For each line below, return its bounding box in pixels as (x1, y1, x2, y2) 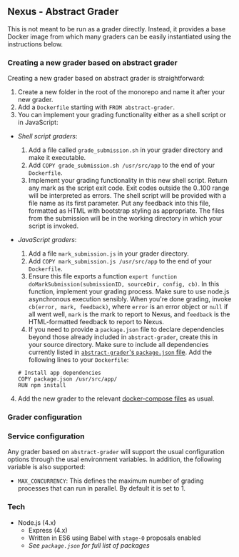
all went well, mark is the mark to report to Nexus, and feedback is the (28, 310, 230, 318)
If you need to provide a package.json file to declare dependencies (28, 325, 225, 334)
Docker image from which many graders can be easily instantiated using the (7, 32, 232, 41)
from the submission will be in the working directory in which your (28, 214, 223, 223)
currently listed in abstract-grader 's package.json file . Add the (28, 348, 213, 356)
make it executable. (28, 154, 86, 162)
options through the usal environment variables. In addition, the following (7, 455, 223, 463)
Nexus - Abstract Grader (7, 6, 119, 18)
